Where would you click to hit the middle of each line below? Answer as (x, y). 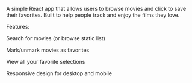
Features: (18, 27)
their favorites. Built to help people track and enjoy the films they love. (93, 15)
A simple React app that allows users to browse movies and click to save (96, 9)
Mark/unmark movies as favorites (48, 50)
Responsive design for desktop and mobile (59, 73)
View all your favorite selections (46, 62)
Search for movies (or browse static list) (56, 38)
